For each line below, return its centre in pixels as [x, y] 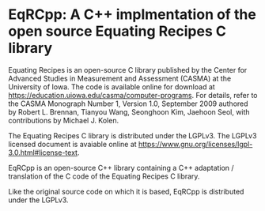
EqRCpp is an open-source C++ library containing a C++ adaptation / [121, 168]
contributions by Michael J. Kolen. [64, 120]
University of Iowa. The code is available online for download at [112, 87]
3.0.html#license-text [43, 153]
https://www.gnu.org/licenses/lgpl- [195, 144]
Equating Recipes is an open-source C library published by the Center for [128, 70]
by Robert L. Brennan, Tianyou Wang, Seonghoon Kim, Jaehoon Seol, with [129, 111]
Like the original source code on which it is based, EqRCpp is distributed [126, 191]
